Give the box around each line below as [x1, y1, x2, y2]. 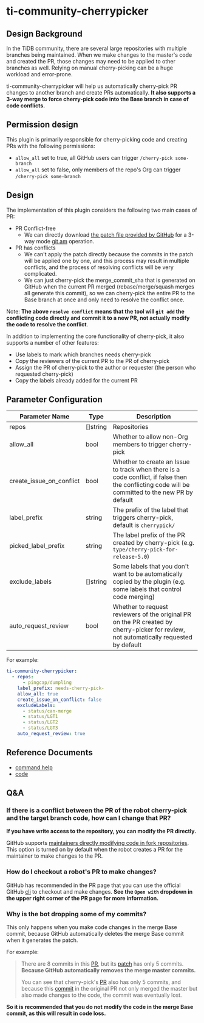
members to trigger [112, 440, 168, 449]
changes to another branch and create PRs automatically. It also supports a [6, 89, 196, 96]
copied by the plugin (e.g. [112, 578, 186, 586]
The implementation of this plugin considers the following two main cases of [6, 206, 197, 214]
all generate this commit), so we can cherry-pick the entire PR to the [24, 289, 195, 296]
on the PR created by [112, 618, 173, 626]
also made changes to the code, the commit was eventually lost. [21, 991, 182, 999]
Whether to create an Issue [112, 458, 190, 466]
